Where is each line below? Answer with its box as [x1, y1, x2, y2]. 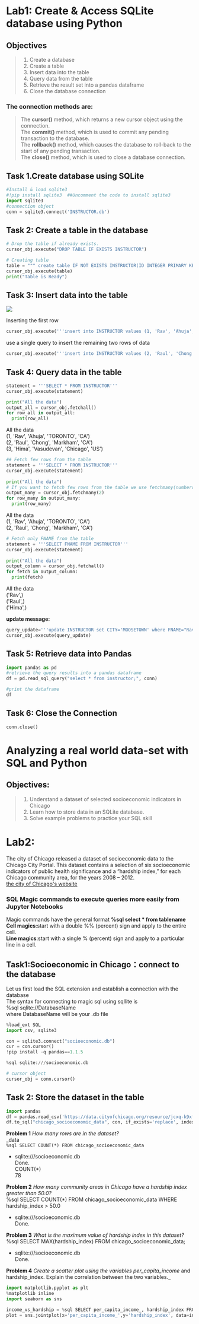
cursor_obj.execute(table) [6, 268, 73, 274]
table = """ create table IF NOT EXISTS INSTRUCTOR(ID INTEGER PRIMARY [6, 262, 187, 268]
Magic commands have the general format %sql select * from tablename [6, 916, 186, 923]
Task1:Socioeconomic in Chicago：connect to [6, 960, 179, 970]
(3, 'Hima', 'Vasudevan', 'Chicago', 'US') [6, 445, 104, 452]
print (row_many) [11, 501, 52, 507]
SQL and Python [6, 756, 88, 770]
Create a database [29, 56, 75, 63]
